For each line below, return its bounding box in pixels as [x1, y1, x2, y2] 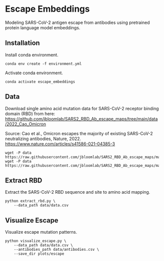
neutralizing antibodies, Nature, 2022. [5, 136, 82, 141]
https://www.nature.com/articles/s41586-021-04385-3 [5, 141, 115, 147]
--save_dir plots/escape [14, 251, 64, 257]
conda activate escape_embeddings [5, 79, 76, 84]
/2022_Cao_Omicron [5, 121, 46, 127]
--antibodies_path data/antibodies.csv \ [14, 247, 99, 252]
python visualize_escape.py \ [5, 239, 67, 243]
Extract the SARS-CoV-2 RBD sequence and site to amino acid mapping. [5, 189, 150, 195]
